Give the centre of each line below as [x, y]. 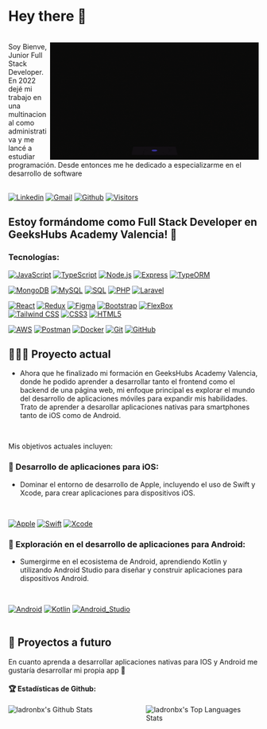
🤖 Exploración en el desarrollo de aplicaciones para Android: [127, 544]
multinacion [27, 114]
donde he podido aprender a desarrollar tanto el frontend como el [128, 382]
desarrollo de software [45, 173]
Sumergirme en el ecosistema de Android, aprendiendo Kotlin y [124, 562]
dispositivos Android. [54, 579]
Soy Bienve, [28, 46]
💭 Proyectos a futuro [60, 643]
